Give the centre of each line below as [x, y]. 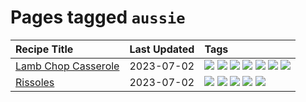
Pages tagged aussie [98, 17]
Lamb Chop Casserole [67, 66]
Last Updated [162, 49]
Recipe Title [44, 49]
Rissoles [35, 82]
